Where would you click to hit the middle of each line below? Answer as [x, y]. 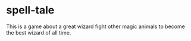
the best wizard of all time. [39, 32]
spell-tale [30, 10]
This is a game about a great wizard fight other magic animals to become [96, 26]
